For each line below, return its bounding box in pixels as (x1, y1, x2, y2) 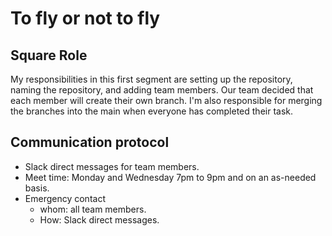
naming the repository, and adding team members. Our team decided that (10, 84, 314, 96)
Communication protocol (10, 134, 170, 151)
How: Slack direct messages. (39, 213, 160, 226)
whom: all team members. (39, 203, 147, 215)
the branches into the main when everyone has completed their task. (10, 105, 294, 117)
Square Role (10, 47, 88, 64)
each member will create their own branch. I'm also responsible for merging (10, 95, 323, 106)
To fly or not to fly (10, 7, 161, 30)
